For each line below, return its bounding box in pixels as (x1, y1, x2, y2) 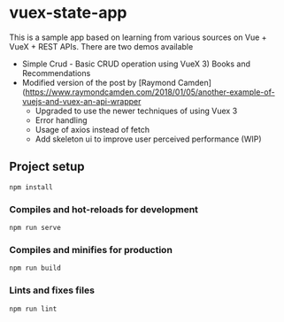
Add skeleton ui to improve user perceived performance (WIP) (35, 134, 263, 144)
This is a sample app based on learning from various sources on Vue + (9, 32, 267, 42)
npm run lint (9, 304, 58, 313)
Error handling (35, 114, 88, 126)
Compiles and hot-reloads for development (9, 203, 199, 215)
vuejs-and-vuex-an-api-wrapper (21, 96, 142, 106)
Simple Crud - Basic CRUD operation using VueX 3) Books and (21, 58, 250, 69)
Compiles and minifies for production (9, 243, 173, 256)
